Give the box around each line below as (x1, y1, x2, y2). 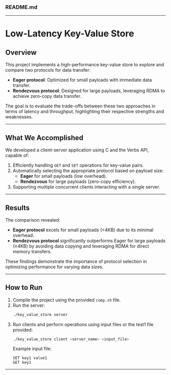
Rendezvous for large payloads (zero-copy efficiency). (20, 178, 136, 184)
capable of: (5, 152, 30, 158)
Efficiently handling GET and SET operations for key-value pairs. (12, 162, 144, 169)
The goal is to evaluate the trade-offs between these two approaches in (5, 103, 156, 109)
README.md (5, 4, 38, 11)
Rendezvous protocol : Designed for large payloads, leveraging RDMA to (12, 88, 165, 94)
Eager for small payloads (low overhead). (20, 173, 107, 179)
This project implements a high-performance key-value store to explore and (5, 62, 164, 68)
